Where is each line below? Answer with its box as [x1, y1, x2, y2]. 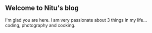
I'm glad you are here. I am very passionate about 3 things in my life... [5, 17, 147, 23]
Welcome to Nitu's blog [5, 4, 79, 12]
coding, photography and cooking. [5, 22, 76, 28]
